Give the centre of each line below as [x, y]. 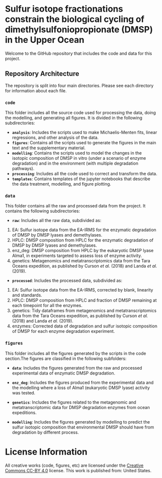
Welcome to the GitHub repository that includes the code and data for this [79, 53]
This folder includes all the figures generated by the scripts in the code [76, 353]
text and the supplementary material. [49, 148]
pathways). [23, 169]
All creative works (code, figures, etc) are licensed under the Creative [74, 465]
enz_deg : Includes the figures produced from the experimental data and [83, 382]
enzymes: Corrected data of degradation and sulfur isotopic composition [85, 326]
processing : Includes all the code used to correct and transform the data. [85, 174]
